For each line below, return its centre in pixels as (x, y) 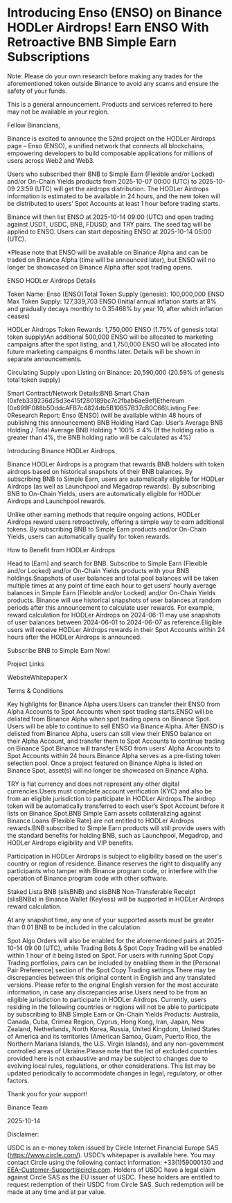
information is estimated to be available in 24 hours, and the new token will (114, 196)
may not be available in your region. (58, 112)
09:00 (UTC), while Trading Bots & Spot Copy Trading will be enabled (123, 948)
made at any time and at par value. (56, 1192)
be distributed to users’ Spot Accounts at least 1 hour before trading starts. (114, 203)
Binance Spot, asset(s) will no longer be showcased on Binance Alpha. (108, 770)
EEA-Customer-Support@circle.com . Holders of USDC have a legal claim (111, 1170)
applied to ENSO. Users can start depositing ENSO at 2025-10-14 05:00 (109, 231)
